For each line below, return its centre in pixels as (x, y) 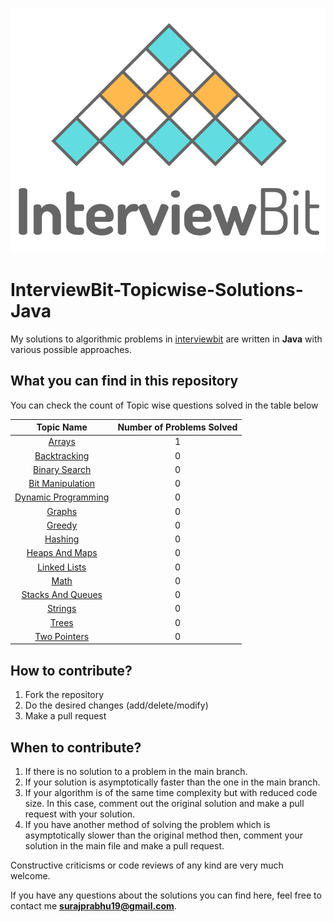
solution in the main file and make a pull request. (124, 845)
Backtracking (62, 455)
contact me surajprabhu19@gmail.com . (93, 905)
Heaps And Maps (62, 553)
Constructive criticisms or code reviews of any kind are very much (147, 865)
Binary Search (62, 469)
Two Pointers (62, 636)
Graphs (62, 511)
